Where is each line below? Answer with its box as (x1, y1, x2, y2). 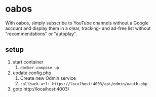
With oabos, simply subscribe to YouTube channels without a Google (5, 20, 149, 26)
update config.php (12, 70, 52, 76)
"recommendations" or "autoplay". (5, 30, 77, 37)
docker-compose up (20, 65, 59, 70)
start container (12, 59, 44, 65)
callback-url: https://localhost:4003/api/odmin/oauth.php (20, 81, 148, 86)
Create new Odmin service (20, 75, 76, 81)
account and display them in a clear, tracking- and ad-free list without (5, 25, 151, 31)
